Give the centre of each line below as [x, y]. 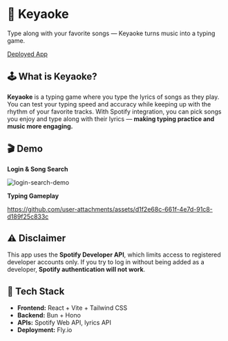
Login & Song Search [38, 169]
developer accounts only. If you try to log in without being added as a [106, 262]
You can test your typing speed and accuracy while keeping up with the [109, 104]
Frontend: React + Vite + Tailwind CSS [72, 308]
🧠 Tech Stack [36, 291]
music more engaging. [40, 126]
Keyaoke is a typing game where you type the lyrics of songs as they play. [113, 97]
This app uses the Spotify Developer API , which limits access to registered [114, 255]
